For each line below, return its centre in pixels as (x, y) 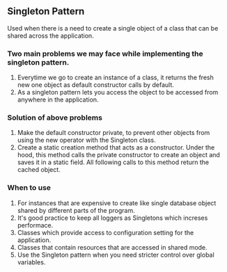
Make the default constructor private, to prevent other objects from (113, 133)
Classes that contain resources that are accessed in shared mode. (112, 247)
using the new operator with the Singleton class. (86, 140)
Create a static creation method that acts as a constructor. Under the (116, 147)
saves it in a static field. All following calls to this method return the (113, 162)
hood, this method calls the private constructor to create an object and (119, 155)
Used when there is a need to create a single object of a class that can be (113, 28)
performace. (35, 225)
